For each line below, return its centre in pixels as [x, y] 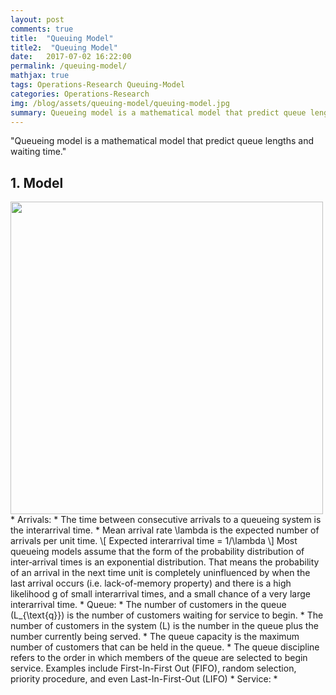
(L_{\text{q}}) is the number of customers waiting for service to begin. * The [167, 615]
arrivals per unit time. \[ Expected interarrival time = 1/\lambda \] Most [154, 541]
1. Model [37, 182]
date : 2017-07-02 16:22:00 [71, 57]
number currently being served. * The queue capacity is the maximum [155, 637]
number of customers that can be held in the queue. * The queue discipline [165, 647]
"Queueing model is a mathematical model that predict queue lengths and [162, 141]
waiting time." [38, 152]
